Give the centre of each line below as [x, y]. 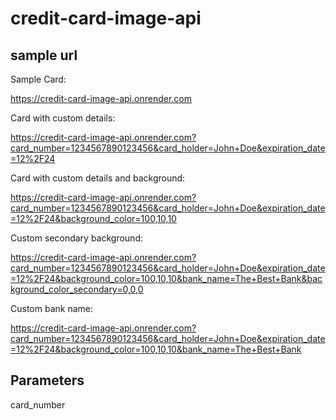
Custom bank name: [51, 308]
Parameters [47, 380]
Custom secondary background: [76, 238]
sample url [44, 55]
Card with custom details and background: [98, 178]
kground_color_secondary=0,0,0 [77, 289]
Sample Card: [38, 79]
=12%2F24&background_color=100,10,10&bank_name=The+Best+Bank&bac [166, 278]
